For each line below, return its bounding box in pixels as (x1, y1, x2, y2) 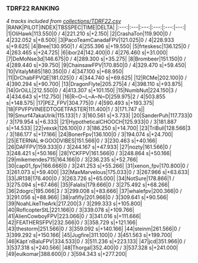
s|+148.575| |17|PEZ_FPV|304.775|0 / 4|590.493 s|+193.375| (6, 100, 154, 107)
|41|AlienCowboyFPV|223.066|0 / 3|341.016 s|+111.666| (6, 213, 141, 220)
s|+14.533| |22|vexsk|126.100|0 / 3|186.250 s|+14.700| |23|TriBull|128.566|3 (6, 124, 191, 131)
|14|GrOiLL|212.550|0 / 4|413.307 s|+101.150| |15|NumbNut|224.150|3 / (6, 87, 177, 94)
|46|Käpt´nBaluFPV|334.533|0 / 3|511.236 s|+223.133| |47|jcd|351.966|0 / (6, 238, 186, 245)
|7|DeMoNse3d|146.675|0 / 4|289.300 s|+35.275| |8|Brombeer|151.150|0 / (6, 55, 186, 63)
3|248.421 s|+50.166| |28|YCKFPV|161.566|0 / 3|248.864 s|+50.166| (6, 150, 172, 157)
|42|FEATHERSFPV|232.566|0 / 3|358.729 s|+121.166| (6, 219, 138, 226)
